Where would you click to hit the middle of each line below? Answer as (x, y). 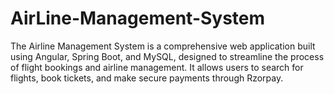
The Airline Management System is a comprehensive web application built (163, 46)
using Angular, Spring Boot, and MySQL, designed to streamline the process (167, 56)
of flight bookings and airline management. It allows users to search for (157, 67)
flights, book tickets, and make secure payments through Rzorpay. (147, 78)
